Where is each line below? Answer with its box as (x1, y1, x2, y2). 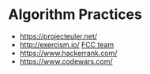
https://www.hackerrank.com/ (19, 48, 118, 57)
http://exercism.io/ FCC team (19, 39, 114, 49)
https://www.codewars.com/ (19, 57, 113, 66)
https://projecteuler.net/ (19, 31, 97, 41)
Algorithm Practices (8, 6, 142, 24)
